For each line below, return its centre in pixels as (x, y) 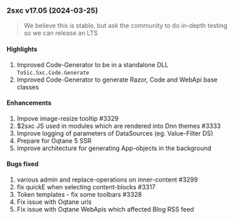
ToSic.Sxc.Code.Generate (53, 73)
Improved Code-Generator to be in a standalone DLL (92, 64)
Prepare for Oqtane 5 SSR (54, 140)
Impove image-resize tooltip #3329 (68, 118)
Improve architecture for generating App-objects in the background (114, 148)
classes (28, 87)
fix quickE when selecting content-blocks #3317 (86, 186)
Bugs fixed (23, 164)
